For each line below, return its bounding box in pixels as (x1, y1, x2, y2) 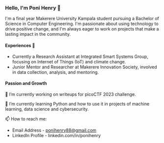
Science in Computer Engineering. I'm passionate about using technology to (5, 21, 159, 27)
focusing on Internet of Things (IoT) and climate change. (12, 58, 126, 64)
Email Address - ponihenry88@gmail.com (12, 127, 96, 133)
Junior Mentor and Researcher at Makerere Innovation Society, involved (12, 64, 157, 70)
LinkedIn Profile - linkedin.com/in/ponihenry (12, 132, 101, 138)
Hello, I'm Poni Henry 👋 (5, 4, 61, 11)
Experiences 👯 (5, 42, 35, 48)
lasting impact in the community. (5, 31, 71, 37)
